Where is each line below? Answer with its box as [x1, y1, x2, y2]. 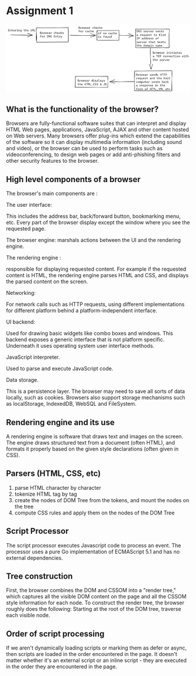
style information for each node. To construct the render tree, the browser [6, 599, 185, 606]
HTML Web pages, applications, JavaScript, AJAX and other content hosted [6, 126, 189, 133]
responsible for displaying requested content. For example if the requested [6, 265, 187, 273]
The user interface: [6, 201, 53, 208]
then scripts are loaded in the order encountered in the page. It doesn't [6, 651, 177, 658]
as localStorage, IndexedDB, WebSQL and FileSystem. [6, 401, 137, 408]
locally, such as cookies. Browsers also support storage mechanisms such [6, 394, 185, 401]
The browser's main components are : [6, 190, 98, 197]
